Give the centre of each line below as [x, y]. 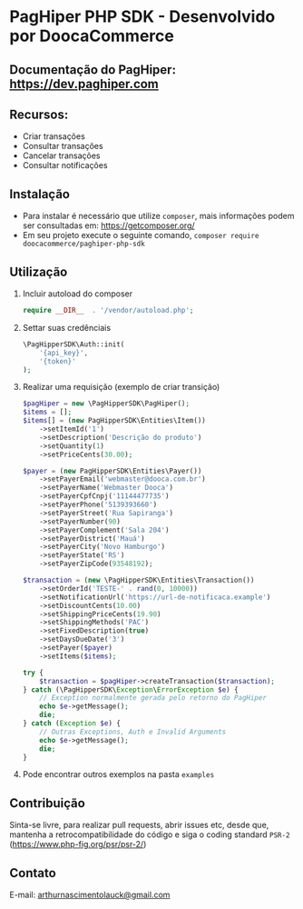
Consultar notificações [65, 165]
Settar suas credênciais [67, 327]
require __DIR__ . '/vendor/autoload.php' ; [108, 311]
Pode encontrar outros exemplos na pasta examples [118, 774]
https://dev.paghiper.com [84, 84]
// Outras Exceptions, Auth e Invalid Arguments [133, 732]
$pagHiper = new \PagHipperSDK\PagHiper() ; [106, 404]
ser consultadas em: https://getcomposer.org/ [108, 225]
